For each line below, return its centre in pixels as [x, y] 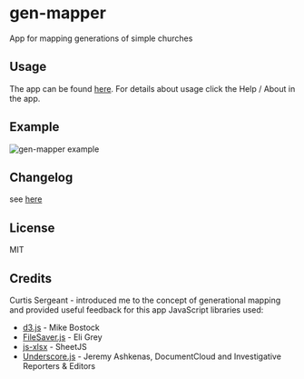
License [32, 228]
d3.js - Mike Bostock [61, 327]
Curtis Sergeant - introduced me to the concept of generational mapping [145, 300]
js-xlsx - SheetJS [55, 347]
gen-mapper [58, 13]
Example [34, 127]
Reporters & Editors [59, 366]
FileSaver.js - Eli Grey [62, 337]
